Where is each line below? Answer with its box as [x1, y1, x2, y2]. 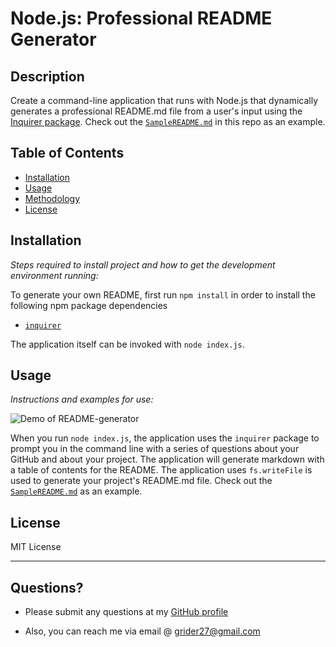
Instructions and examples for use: [10, 393, 154, 406]
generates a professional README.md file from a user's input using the [10, 105, 303, 117]
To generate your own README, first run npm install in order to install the [10, 288, 316, 301]
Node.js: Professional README [10, 7, 273, 30]
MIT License [10, 541, 62, 553]
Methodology [24, 192, 81, 204]
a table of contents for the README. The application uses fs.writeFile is [10, 464, 313, 476]
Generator [10, 28, 97, 51]
